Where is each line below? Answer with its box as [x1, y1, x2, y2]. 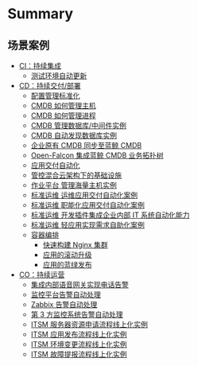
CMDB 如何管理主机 [30, 101, 96, 110]
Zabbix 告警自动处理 [30, 300, 98, 309]
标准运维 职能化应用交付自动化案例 [30, 201, 145, 209]
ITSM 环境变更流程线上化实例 [30, 340, 127, 348]
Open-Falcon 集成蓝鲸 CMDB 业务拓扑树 [30, 150, 164, 160]
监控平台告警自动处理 [30, 290, 101, 299]
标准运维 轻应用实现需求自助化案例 [30, 220, 145, 229]
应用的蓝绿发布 [42, 260, 92, 269]
